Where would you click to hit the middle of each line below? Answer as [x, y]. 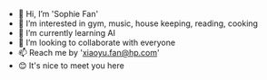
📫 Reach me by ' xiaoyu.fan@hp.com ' [89, 53]
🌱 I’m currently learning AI [67, 33]
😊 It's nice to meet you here [71, 66]
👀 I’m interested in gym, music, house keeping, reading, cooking [138, 23]
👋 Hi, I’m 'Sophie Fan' [58, 14]
